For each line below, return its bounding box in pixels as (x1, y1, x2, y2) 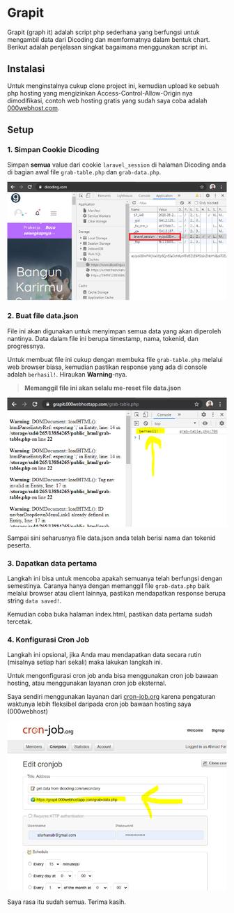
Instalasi (7, 63, 45, 75)
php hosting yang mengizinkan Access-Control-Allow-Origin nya (7, 89, 193, 97)
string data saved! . (7, 596, 62, 605)
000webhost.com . (7, 103, 60, 112)
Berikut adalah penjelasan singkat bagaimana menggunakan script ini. (7, 43, 208, 51)
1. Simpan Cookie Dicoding (7, 145, 100, 155)
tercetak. (7, 617, 33, 626)
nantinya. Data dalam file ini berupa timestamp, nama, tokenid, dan (7, 334, 198, 342)
